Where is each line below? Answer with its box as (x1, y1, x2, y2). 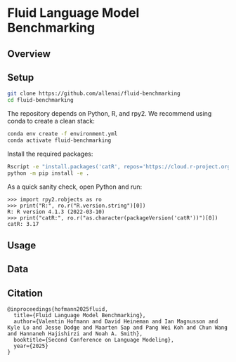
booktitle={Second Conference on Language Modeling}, (13, 337, 174, 344)
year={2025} (13, 342, 49, 350)
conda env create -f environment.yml (7, 130, 118, 138)
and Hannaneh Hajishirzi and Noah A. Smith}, (7, 330, 143, 337)
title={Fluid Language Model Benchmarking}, (13, 312, 146, 319)
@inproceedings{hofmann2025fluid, (7, 306, 109, 313)
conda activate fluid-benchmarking (7, 137, 112, 145)
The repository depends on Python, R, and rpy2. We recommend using (7, 109, 212, 118)
